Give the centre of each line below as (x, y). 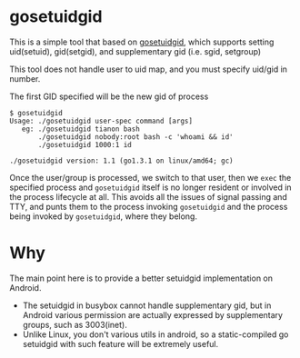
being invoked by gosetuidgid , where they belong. (104, 216)
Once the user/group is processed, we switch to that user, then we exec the (150, 177)
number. (25, 78)
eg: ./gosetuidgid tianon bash (81, 129)
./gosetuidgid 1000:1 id (85, 144)
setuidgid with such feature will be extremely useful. (120, 343)
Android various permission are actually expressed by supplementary (153, 314)
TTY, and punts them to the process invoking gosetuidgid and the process (149, 206)
